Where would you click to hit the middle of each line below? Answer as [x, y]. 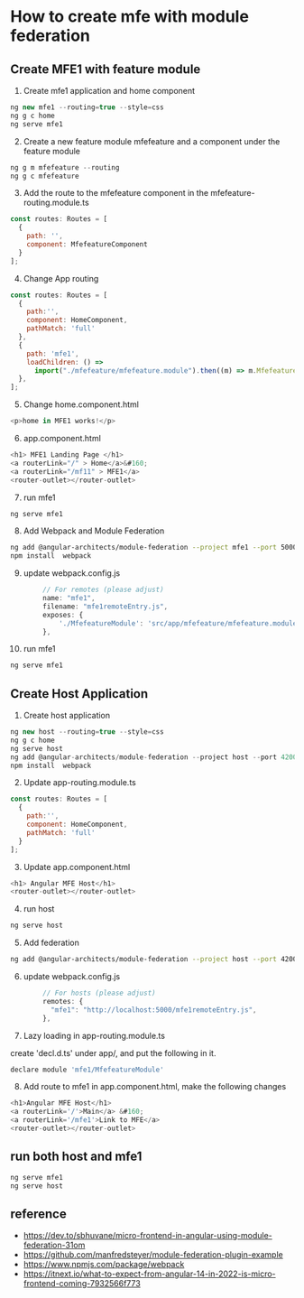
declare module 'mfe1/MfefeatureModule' [88, 1070]
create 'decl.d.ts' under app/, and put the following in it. [113, 1052]
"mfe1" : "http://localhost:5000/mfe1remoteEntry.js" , [153, 1010]
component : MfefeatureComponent [87, 245]
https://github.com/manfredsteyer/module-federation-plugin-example [153, 1255]
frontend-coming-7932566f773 [82, 1284]
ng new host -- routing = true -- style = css [88, 732]
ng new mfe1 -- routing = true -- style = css [88, 107]
